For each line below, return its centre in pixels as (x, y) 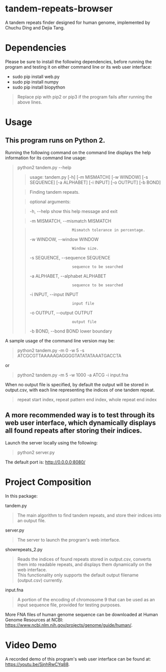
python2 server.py (36, 452)
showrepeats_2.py (24, 549)
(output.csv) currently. (40, 580)
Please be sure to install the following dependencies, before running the (79, 61)
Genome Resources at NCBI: (34, 620)
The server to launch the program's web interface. (69, 540)
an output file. (31, 520)
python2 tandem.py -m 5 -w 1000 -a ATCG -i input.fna (73, 375)
